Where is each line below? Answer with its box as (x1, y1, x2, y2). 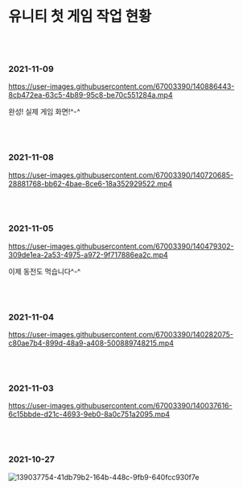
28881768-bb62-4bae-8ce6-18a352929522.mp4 (8, 178, 173, 188)
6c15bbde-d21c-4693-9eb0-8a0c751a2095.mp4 (8, 409, 171, 420)
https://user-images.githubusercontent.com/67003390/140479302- (8, 241, 235, 251)
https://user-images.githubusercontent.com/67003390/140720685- (8, 170, 234, 180)
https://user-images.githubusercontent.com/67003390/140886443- (8, 81, 235, 91)
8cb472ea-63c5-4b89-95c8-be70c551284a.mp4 (8, 90, 173, 100)
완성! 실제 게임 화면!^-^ (8, 107, 80, 117)
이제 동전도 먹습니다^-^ (8, 266, 81, 276)
